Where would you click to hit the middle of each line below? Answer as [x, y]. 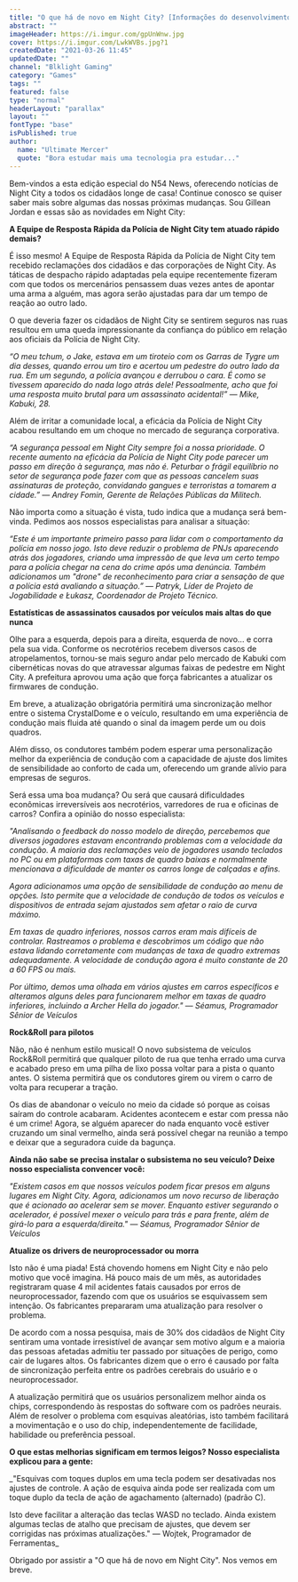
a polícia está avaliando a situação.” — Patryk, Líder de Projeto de [131, 586]
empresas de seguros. [50, 777]
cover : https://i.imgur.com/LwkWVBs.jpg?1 [89, 42]
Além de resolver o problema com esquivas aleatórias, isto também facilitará [149, 1416]
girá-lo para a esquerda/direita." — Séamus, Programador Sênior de [134, 1224]
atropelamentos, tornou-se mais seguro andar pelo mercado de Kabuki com [148, 658]
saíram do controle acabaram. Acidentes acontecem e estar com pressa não [149, 1113]
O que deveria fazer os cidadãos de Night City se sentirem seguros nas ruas [149, 320]
